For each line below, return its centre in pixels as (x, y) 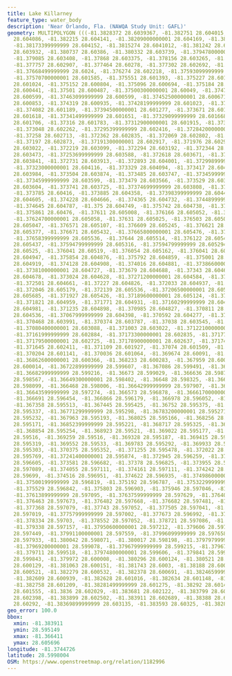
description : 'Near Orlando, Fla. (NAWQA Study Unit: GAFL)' (97, 26)
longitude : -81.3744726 (41, 649)
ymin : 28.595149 (37, 630)
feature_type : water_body (44, 20)
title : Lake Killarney (40, 13)
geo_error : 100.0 (32, 611)
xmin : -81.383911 (38, 624)
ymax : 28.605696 (37, 643)
